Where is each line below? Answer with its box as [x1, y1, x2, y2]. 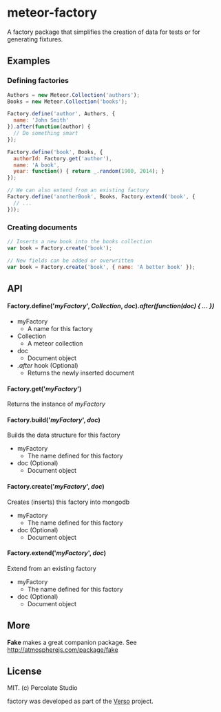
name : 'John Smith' [13, 117, 70, 124]
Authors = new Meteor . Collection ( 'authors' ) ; [7, 91, 140, 98]
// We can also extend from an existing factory [7, 187, 149, 194]
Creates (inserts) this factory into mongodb [7, 498, 130, 506]
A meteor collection [27, 339, 83, 348]
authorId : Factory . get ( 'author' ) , [13, 155, 112, 162]
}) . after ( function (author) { [7, 123, 91, 131]
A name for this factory [27, 325, 93, 333]
